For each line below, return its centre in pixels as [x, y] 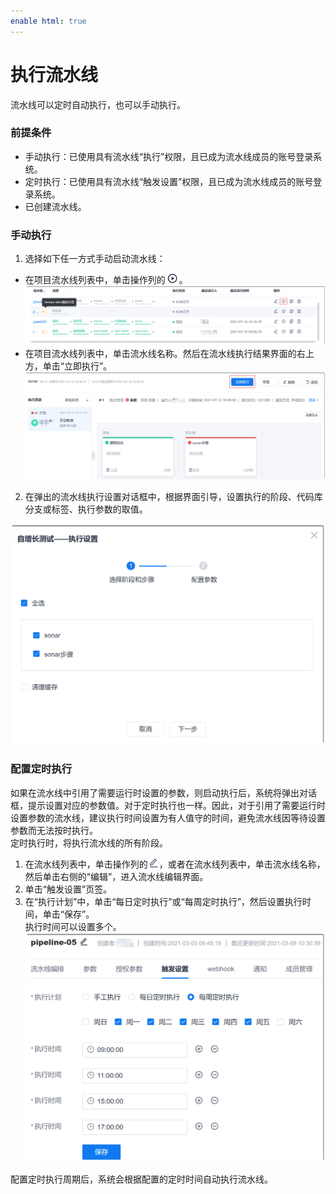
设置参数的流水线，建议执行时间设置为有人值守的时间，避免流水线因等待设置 [168, 817]
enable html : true [48, 21]
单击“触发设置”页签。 [68, 889]
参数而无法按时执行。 [54, 830]
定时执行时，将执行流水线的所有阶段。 [89, 842]
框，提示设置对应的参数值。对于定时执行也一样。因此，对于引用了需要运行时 [168, 805]
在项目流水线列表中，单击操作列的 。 [106, 280]
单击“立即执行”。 [77, 366]
